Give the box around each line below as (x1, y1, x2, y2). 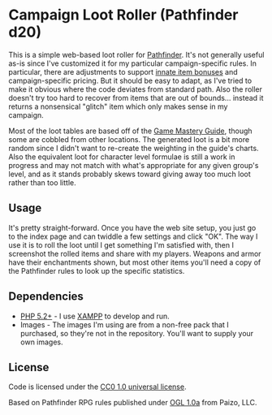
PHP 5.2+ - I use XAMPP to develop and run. (19, 311, 171, 321)
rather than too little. (8, 177, 76, 188)
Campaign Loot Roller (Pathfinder (8, 6, 239, 24)
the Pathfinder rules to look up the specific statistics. (8, 266, 185, 275)
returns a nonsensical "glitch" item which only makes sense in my (8, 102, 228, 111)
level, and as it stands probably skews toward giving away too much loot (8, 169, 252, 179)
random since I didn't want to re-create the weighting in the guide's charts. (8, 143, 259, 153)
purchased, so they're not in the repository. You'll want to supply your (19, 328, 254, 338)
